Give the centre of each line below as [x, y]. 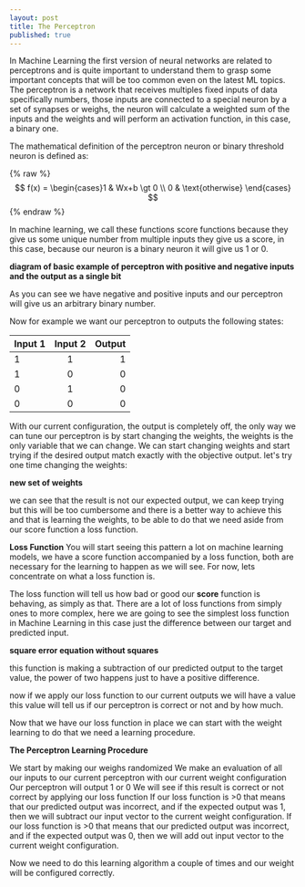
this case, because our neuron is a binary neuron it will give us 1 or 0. [139, 249]
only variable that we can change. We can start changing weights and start [150, 446]
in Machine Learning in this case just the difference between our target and [151, 623]
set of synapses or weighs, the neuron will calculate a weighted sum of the [150, 110]
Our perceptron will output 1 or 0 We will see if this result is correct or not [147, 788]
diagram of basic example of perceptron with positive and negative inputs [152, 266]
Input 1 [30, 344]
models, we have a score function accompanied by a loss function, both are [152, 557]
